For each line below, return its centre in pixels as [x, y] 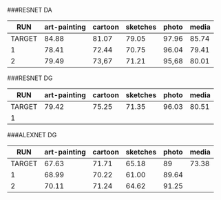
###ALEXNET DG [32, 135]
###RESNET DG [30, 78]
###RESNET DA [30, 10]
